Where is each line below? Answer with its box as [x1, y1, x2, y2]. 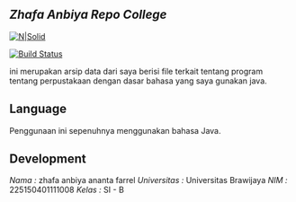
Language [9, 101, 67, 117]
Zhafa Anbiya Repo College [9, 7, 167, 22]
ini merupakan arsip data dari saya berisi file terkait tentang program [9, 66, 264, 76]
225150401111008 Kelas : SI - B [9, 184, 124, 196]
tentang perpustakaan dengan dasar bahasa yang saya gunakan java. [9, 75, 267, 86]
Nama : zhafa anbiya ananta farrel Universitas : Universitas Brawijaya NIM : [9, 175, 288, 186]
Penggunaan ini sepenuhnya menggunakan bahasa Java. [9, 125, 221, 136]
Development [9, 152, 87, 167]
